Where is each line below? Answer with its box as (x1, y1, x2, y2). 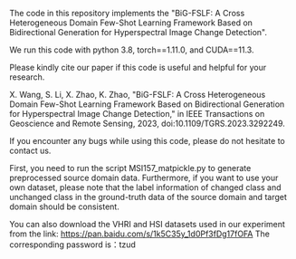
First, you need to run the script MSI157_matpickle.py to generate (9, 163, 252, 173)
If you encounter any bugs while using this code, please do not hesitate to (9, 136, 285, 146)
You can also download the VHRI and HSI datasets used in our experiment (9, 219, 285, 229)
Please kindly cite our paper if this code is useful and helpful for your (9, 62, 267, 72)
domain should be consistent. (9, 201, 119, 212)
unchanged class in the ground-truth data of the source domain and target (9, 192, 288, 202)
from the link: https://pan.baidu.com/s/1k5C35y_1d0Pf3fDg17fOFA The (9, 228, 270, 239)
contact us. (9, 145, 52, 156)
